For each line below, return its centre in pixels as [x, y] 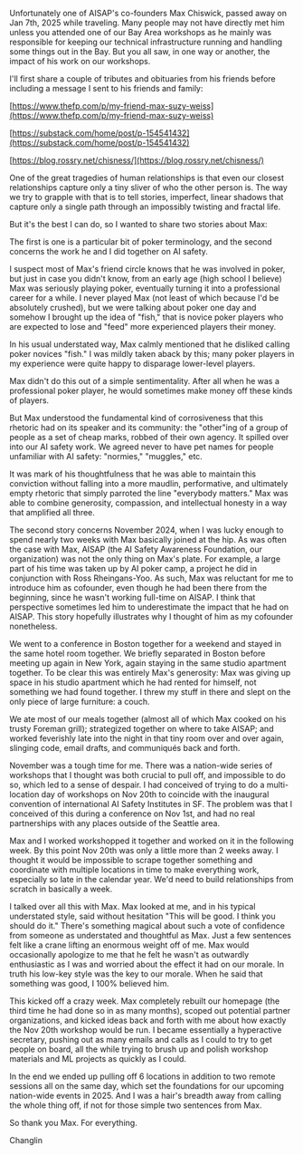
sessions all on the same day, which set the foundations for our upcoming [147, 1086]
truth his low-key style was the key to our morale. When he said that [136, 974]
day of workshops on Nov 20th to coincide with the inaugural [155, 794]
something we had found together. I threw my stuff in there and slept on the [150, 692]
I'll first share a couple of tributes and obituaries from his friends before [142, 79]
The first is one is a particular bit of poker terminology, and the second [141, 242]
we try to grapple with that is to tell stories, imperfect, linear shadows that [147, 197]
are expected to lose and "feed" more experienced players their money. [143, 327]
